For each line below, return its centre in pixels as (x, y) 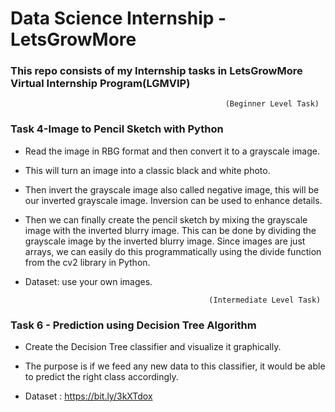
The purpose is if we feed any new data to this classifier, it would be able (175, 366)
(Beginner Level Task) (272, 104)
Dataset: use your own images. (88, 281)
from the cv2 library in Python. (87, 262)
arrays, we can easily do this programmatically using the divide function (173, 251)
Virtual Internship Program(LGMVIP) (100, 84)
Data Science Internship (112, 18)
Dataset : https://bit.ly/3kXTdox (88, 396)
